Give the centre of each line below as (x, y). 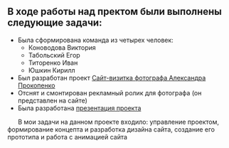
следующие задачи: (55, 23)
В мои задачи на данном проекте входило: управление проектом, (118, 122)
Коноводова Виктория (62, 47)
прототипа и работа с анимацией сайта (68, 137)
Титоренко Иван (53, 63)
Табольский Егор (54, 55)
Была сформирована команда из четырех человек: (96, 40)
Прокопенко (36, 85)
